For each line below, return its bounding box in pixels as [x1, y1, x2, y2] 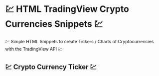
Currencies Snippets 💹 [5, 18, 103, 30]
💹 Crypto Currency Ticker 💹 [5, 63, 97, 72]
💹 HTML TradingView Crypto [5, 3, 130, 15]
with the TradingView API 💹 [5, 46, 63, 52]
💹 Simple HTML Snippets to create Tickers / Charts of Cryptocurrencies [5, 38, 154, 44]
